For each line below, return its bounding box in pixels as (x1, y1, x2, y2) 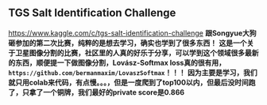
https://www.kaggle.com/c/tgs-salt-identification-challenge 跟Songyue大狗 (8, 28, 257, 38)
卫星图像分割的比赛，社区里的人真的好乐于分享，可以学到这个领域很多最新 (14, 47, 259, 58)
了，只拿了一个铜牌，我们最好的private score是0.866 (8, 87, 185, 97)
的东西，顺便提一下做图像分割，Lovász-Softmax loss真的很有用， (8, 58, 226, 67)
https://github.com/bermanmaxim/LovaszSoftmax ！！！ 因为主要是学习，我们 (8, 67, 257, 77)
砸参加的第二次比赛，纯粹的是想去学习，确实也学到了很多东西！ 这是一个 (8, 38, 247, 47)
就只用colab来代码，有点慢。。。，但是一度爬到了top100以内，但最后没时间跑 (8, 77, 256, 87)
